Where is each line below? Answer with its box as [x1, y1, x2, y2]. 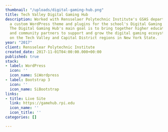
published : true [5, 54, 39, 59]
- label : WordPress [5, 63, 46, 68]
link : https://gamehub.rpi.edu [9, 101, 75, 106]
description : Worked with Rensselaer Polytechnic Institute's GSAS [5, 17, 149, 22]
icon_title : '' [9, 110, 41, 115]
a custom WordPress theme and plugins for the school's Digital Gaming [9, 21, 162, 27]
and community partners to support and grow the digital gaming [9, 31, 146, 36]
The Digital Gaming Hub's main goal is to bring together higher [9, 26, 149, 31]
